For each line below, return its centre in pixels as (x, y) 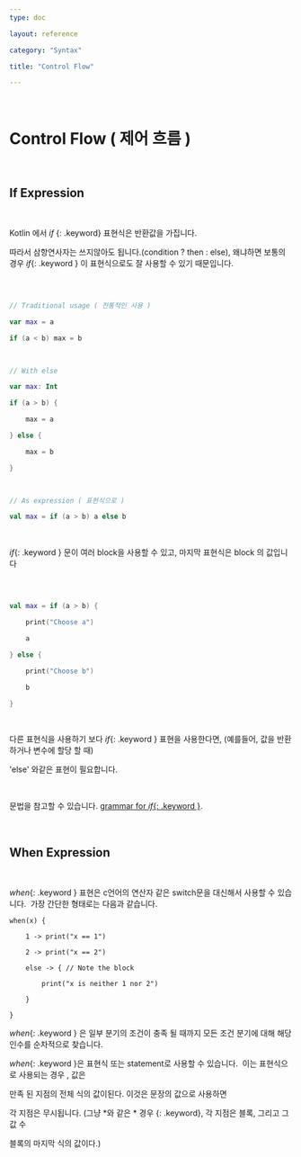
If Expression (47, 193)
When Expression (60, 852)
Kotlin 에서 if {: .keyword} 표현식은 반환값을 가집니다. (103, 233)
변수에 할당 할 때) (63, 750)
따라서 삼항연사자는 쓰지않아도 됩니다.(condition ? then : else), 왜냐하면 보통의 (147, 252)
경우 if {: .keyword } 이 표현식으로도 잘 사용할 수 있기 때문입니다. (121, 263)
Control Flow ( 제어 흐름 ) (100, 139)
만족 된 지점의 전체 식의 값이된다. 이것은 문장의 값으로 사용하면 (118, 1094)
